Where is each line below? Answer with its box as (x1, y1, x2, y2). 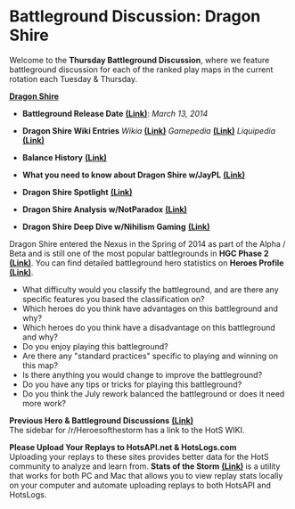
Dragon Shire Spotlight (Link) (21, 186, 133, 197)
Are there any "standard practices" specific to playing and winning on (21, 350, 279, 361)
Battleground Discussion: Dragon (9, 6, 261, 27)
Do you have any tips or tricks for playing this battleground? (21, 379, 242, 390)
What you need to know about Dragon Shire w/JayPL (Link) (21, 169, 245, 180)
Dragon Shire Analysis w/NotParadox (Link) (21, 203, 187, 215)
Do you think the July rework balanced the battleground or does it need (21, 388, 285, 398)
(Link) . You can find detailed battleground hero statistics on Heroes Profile (9, 257, 284, 268)
